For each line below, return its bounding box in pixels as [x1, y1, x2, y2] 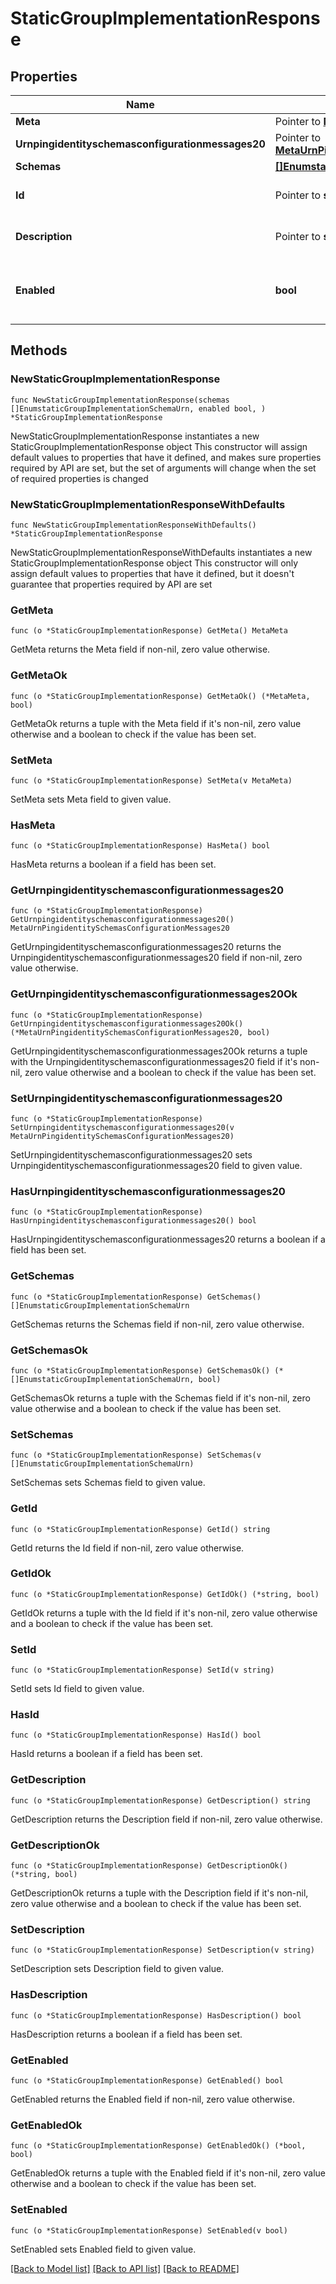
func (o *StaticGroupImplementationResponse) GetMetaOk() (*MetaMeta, [10, 691, 311, 701]
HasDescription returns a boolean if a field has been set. [10, 2028, 243, 2040]
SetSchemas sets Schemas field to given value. [10, 1477, 206, 1489]
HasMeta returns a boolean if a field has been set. [10, 858, 217, 871]
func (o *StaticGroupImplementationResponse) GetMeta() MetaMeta [10, 626, 288, 636]
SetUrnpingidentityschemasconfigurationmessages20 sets [10, 1149, 253, 1161]
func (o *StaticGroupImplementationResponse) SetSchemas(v [10, 1450, 262, 1461]
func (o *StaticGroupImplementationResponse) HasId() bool [10, 1730, 262, 1741]
